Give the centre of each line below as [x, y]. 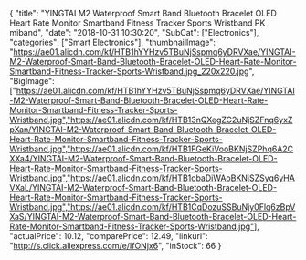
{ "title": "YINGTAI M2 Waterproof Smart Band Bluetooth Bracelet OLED [143, 13]
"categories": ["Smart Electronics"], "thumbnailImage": [113, 42]
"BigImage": [32, 81]
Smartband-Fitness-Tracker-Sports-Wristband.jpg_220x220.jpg [129, 71]
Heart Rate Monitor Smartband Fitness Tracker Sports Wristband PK [137, 23]
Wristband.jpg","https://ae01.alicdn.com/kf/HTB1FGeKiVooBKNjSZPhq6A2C [152, 149]
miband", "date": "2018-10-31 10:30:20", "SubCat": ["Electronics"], [134, 32]
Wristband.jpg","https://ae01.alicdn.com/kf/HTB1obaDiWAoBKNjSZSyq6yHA [152, 178]
